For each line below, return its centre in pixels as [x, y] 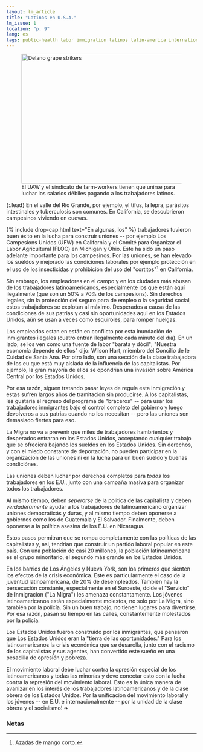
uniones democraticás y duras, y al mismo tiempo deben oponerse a [92, 513]
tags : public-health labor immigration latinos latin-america [86, 40]
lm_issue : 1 [21, 23]
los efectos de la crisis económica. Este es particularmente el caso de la [96, 575]
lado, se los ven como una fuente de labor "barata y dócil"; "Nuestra [92, 344]
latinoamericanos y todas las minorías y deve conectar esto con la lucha [96, 676]
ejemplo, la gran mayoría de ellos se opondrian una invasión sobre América [100, 370]
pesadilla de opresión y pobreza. [47, 658]
